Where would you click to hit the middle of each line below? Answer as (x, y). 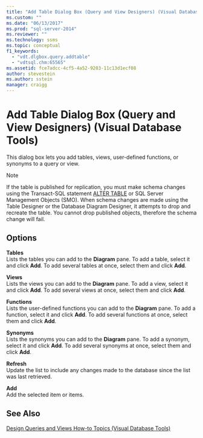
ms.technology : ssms (32, 40)
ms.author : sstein (29, 79)
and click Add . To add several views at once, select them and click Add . (96, 290)
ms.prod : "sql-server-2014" (42, 29)
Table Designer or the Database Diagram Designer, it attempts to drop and (98, 206)
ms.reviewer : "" (27, 34)
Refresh (17, 364)
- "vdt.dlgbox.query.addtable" (51, 57)
